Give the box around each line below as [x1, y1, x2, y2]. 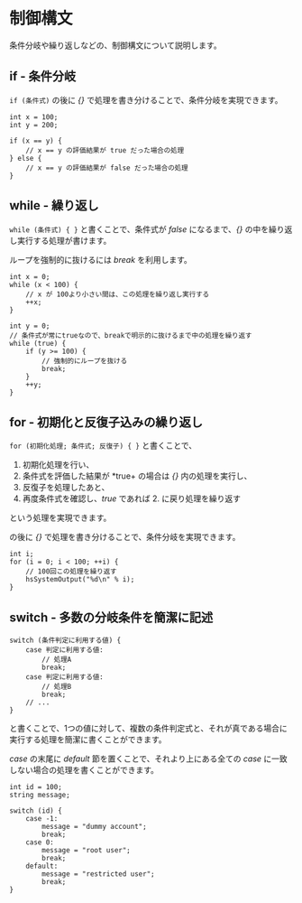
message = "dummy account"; [41, 823, 147, 832]
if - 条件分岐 [9, 69, 77, 84]
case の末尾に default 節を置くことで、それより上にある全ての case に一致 [9, 753, 288, 764]
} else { [9, 154, 42, 163]
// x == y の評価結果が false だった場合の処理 [25, 163, 188, 172]
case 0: [25, 838, 54, 847]
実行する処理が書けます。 [16, 235, 112, 246]
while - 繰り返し [9, 198, 99, 213]
